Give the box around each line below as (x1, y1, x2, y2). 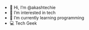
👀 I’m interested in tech (9, 10, 56, 15)
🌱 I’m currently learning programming (9, 15, 85, 20)
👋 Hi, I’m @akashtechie (9, 5, 56, 10)
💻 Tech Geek (9, 20, 37, 26)
